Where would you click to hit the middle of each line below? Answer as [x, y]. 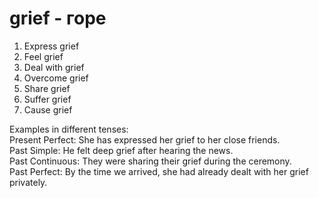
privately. [28, 182]
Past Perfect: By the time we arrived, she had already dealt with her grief [159, 171]
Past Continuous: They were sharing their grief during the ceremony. [150, 161]
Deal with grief [54, 67]
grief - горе [58, 18]
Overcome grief [56, 78]
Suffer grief [47, 99]
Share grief [47, 88]
